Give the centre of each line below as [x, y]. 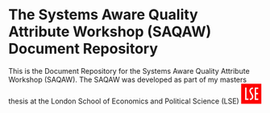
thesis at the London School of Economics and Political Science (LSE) [124, 101]
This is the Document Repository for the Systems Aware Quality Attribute [129, 71]
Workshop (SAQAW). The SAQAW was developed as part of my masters [128, 79]
